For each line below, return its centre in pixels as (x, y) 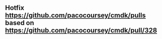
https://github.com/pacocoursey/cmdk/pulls (75, 16)
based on (20, 23)
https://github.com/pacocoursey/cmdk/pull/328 (81, 31)
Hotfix (15, 8)
